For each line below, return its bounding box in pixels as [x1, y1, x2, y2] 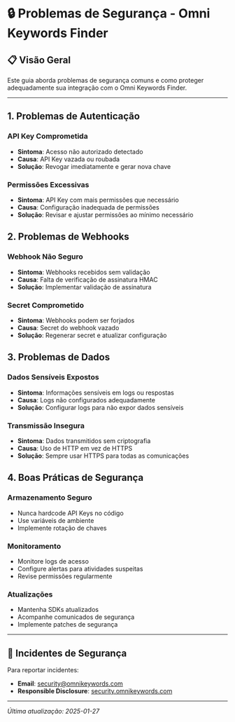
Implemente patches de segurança [17, 620, 118, 629]
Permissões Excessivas [7, 179, 90, 189]
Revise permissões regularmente [17, 572, 113, 580]
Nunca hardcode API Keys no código [17, 509, 124, 517]
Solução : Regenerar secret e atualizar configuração [17, 331, 167, 339]
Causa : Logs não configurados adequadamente [17, 395, 156, 404]
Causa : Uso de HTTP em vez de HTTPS [17, 444, 133, 452]
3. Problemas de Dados [7, 351, 111, 363]
